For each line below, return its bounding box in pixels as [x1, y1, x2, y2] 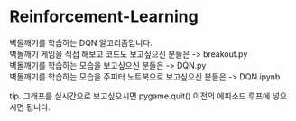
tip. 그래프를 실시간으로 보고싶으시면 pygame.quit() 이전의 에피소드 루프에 [9, 90, 271, 101]
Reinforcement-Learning [9, 6, 199, 27]
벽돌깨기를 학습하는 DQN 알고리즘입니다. [9, 37, 153, 48]
